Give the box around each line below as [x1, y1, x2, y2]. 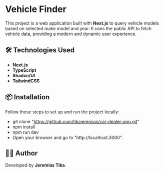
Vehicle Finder [5, 4, 66, 15]
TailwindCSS [12, 78, 40, 84]
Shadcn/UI [12, 72, 35, 78]
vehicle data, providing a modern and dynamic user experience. [5, 31, 137, 37]
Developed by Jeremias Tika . [5, 162, 66, 168]
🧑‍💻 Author [5, 149, 38, 157]
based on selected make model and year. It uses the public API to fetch [5, 25, 151, 31]
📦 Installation [5, 93, 50, 101]
